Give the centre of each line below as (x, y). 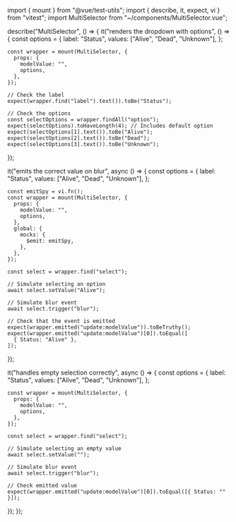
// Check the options (39, 114)
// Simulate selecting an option (57, 284)
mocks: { (33, 235)
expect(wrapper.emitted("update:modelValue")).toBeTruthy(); (99, 327)
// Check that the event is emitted (61, 321)
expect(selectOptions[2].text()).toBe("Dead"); (79, 138)
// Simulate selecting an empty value (64, 449)
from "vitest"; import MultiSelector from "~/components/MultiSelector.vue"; (117, 18)
